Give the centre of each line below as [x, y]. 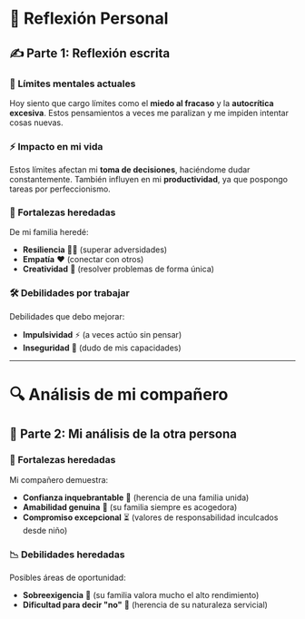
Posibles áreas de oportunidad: [68, 577]
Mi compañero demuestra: [59, 479]
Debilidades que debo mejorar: [67, 316]
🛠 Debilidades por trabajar [69, 293]
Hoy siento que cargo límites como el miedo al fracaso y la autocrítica [142, 103]
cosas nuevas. [36, 123]
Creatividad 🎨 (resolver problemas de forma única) [118, 269]
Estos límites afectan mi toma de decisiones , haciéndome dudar [130, 170]
